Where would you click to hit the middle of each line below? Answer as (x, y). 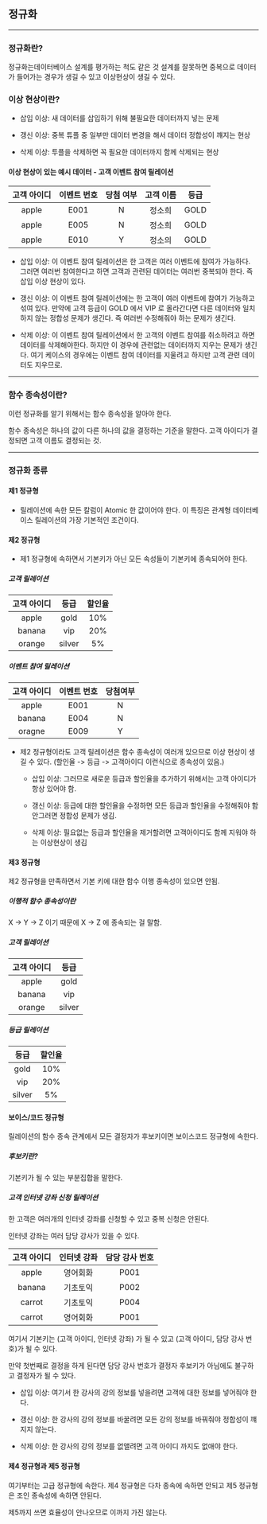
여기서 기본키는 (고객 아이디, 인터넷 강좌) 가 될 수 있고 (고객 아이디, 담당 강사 (126, 1339)
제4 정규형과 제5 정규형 (44, 1466)
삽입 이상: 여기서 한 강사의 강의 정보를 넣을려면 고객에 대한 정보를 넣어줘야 (134, 1393)
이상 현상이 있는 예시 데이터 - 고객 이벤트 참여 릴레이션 (91, 172)
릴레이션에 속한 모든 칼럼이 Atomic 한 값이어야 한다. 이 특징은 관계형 (125, 510)
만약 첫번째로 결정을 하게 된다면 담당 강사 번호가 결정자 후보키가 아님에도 (120, 1366)
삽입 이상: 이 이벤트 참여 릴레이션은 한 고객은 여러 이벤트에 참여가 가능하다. (135, 261)
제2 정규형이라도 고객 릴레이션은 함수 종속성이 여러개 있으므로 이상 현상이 (133, 752)
